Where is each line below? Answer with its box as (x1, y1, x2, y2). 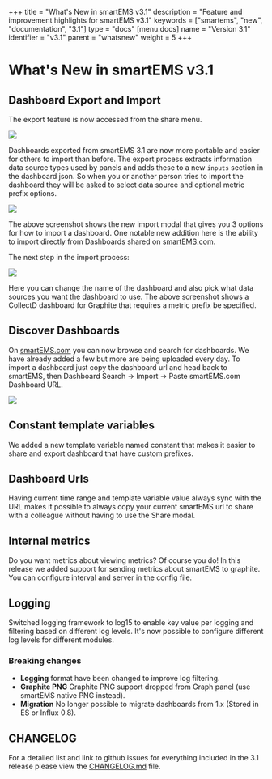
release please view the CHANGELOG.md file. (8, 761, 161, 772)
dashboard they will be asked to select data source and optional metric (8, 180, 245, 189)
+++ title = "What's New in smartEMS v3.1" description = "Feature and (8, 7, 243, 16)
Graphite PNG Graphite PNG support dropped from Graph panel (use (19, 682, 251, 692)
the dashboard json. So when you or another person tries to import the (8, 172, 244, 181)
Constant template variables (8, 419, 155, 432)
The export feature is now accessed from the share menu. (8, 115, 202, 124)
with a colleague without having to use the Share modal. (8, 510, 196, 521)
